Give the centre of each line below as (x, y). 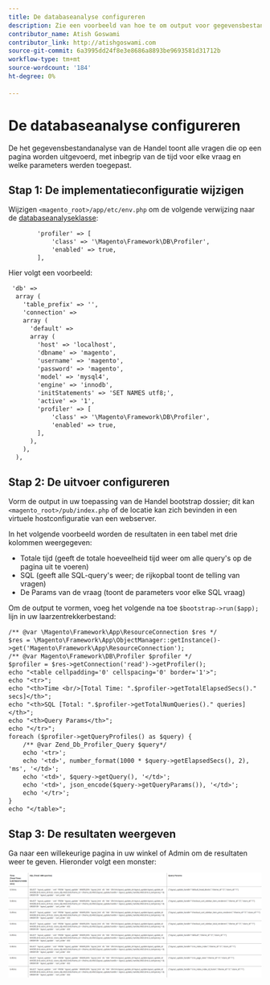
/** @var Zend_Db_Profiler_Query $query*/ (95, 745)
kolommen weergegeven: (50, 543)
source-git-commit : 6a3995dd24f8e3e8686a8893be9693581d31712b (115, 51)
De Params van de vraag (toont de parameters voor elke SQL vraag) (133, 593)
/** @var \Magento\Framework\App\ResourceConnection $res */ (113, 632)
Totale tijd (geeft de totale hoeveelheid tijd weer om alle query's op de (136, 558)
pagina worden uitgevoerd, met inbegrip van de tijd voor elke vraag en (125, 156)
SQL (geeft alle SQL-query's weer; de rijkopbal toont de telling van (130, 576)
